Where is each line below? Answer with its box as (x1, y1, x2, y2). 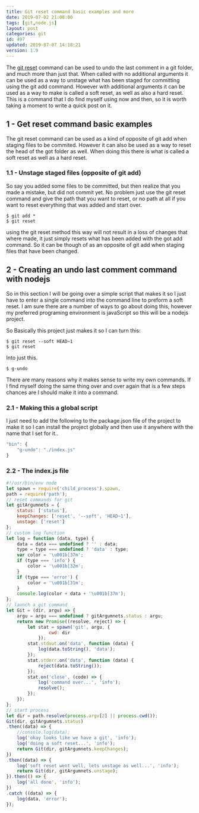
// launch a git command (6, 602, 68, 608)
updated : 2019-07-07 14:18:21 (6, 42, 81, 48)
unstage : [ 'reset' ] (17, 519, 65, 525)
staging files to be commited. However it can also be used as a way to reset (6, 141, 191, 148)
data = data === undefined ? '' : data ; (17, 541, 118, 547)
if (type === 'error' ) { (17, 574, 78, 580)
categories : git (6, 31, 46, 37)
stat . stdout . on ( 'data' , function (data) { (27, 641, 134, 647)
